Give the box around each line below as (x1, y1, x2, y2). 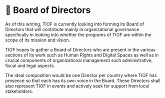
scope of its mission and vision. (5, 37, 70, 43)
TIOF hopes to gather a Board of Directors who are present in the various (5, 46, 156, 52)
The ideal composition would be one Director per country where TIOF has (5, 72, 157, 78)
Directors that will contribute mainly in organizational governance (5, 26, 139, 32)
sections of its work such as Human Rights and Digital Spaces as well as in (5, 52, 159, 58)
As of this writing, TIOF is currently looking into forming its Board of (5, 21, 144, 27)
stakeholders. (5, 88, 33, 94)
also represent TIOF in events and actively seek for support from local (5, 82, 149, 89)
